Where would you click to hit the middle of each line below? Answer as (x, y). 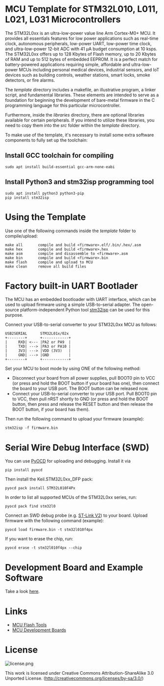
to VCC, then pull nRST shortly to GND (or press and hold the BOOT (80, 399)
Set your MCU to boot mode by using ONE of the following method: (73, 369)
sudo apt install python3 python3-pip (45, 193)
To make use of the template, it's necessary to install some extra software (80, 135)
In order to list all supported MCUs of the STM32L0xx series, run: (71, 497)
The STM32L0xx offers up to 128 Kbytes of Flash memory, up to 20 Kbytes (81, 54)
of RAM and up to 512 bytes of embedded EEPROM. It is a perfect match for (82, 59)
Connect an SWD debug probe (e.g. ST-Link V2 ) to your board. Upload (76, 515)
